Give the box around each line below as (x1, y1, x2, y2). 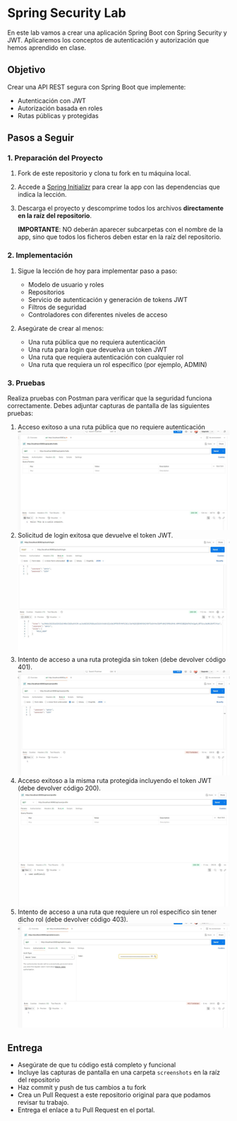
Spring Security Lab (7, 5, 126, 21)
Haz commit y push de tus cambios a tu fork (17, 1084, 147, 1092)
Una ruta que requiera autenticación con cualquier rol (28, 352, 184, 361)
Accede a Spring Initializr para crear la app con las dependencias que (17, 182, 220, 192)
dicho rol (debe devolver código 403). (17, 915, 128, 924)
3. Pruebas (7, 378, 46, 388)
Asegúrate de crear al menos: (17, 324, 104, 332)
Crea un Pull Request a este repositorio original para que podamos (17, 1091, 211, 1099)
